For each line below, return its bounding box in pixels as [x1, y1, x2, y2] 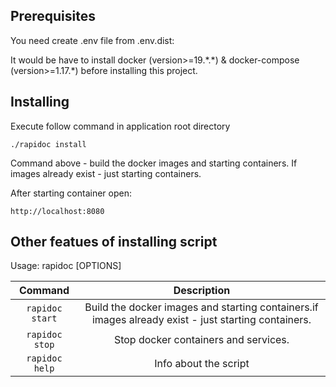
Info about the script [154, 357, 250, 371]
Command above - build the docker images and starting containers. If [10, 157, 298, 169]
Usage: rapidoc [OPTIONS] [10, 260, 122, 272]
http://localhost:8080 [10, 206, 105, 216]
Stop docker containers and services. [113, 333, 290, 347]
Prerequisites [10, 8, 96, 25]
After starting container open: [10, 187, 132, 199]
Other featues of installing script [10, 234, 218, 251]
